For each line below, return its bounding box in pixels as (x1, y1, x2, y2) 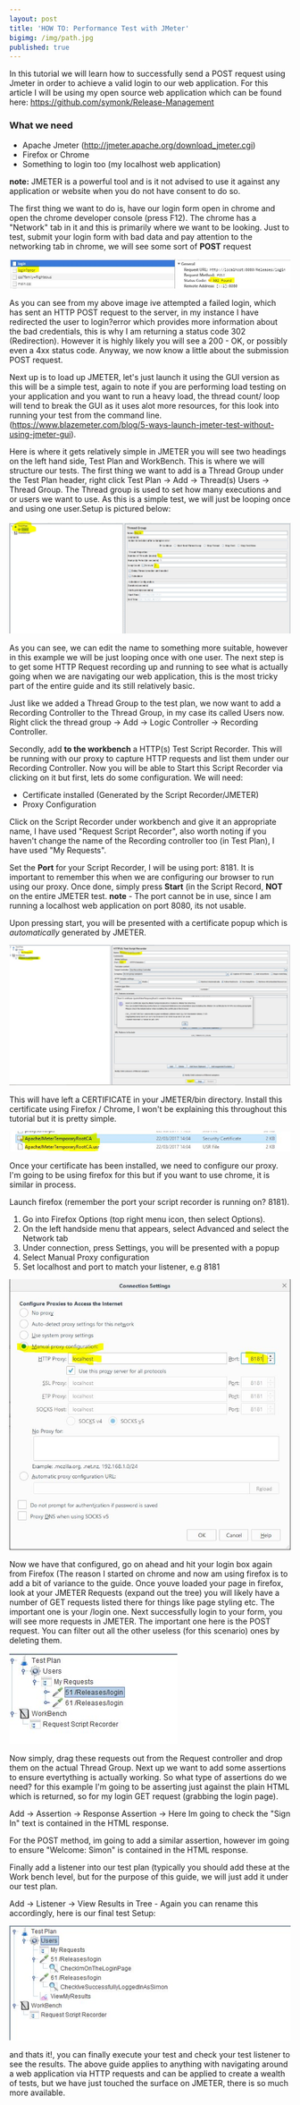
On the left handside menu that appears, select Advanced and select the (21, 1223, 289, 1234)
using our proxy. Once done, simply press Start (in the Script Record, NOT (9, 881, 283, 892)
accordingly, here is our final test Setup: (9, 1908, 156, 1919)
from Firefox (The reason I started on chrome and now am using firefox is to (9, 1568, 288, 1579)
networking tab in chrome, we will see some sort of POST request (9, 241, 252, 251)
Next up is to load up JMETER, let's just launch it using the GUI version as (9, 371, 279, 382)
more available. (9, 2087, 65, 2098)
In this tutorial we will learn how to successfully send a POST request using (9, 68, 286, 80)
